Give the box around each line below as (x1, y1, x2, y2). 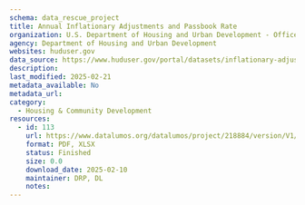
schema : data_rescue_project (9, 13, 120, 23)
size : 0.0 (25, 156, 64, 166)
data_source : (9, 55, 59, 64)
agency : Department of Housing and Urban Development (9, 38, 218, 48)
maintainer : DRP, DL (25, 173, 103, 182)
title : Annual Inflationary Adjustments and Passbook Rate (9, 22, 238, 31)
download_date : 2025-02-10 (25, 165, 128, 174)
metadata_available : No (9, 81, 100, 90)
